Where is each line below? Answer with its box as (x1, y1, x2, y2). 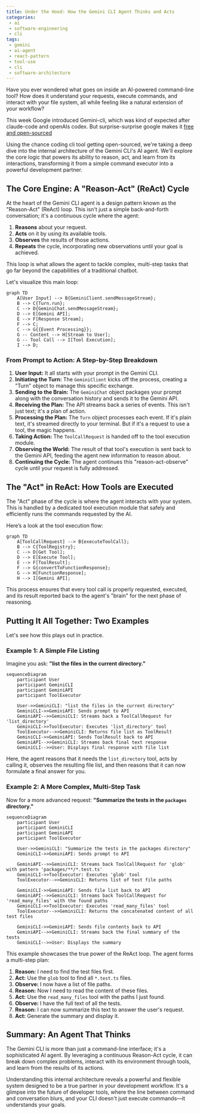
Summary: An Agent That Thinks (6, 1029, 131, 1039)
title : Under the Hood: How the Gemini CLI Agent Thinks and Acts (6, 8, 175, 15)
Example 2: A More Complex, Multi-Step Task (6, 783, 141, 791)
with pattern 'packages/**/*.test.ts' (6, 866, 103, 872)
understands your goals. (6, 1101, 66, 1109)
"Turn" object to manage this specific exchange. (14, 382, 134, 390)
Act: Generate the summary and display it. (14, 1012, 119, 1019)
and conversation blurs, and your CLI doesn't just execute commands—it (6, 1095, 186, 1102)
